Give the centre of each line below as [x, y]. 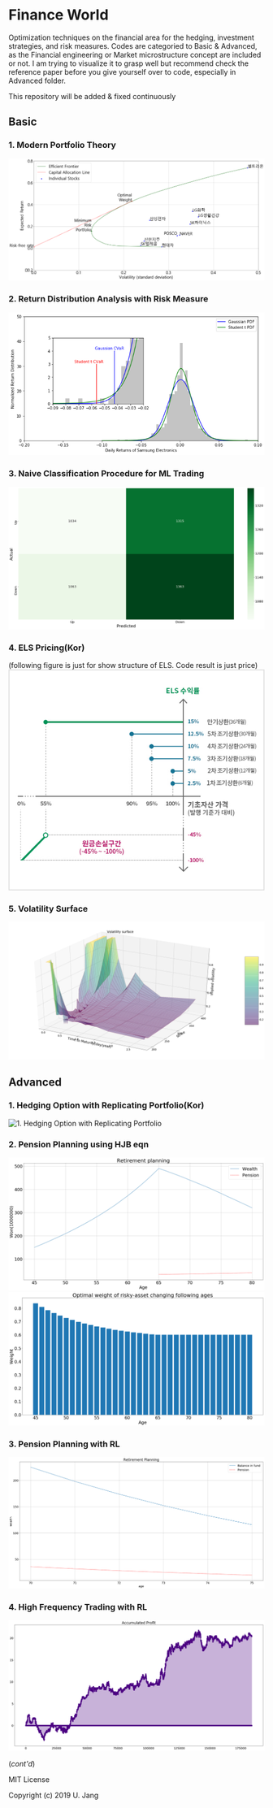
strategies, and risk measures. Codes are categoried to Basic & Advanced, [133, 46]
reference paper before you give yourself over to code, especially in [122, 72]
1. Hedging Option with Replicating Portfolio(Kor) [106, 1105]
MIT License [29, 1779]
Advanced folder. [37, 80]
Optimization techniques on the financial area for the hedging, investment [131, 37]
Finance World [58, 15]
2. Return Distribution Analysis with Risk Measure [108, 299]
